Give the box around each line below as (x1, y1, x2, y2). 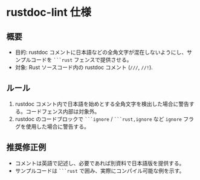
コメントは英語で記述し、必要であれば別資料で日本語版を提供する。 (15, 159, 185, 167)
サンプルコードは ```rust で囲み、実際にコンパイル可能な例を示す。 (15, 167, 185, 174)
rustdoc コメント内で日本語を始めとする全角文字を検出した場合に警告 (15, 100, 189, 108)
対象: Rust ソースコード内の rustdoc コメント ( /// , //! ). (15, 64, 153, 71)
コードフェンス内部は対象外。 (25, 108, 100, 115)
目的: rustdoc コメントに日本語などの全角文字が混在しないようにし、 (15, 49, 187, 56)
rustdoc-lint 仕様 (6, 5, 92, 19)
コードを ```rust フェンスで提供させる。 (31, 56, 132, 63)
